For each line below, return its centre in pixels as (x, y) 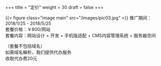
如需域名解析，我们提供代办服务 (38, 52)
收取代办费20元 (21, 58)
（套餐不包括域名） (25, 46)
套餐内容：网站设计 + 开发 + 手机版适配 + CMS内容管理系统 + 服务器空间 (80, 35)
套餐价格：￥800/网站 (28, 29)
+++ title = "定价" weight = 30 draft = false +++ (55, 7)
